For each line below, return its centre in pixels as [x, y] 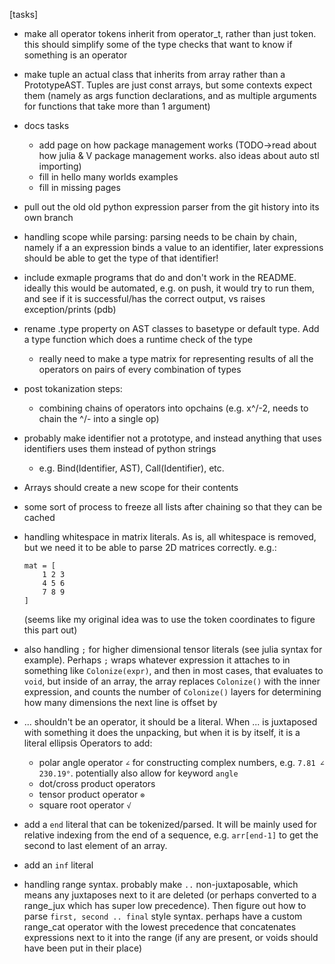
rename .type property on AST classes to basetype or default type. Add [171, 328]
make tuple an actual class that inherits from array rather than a [154, 74]
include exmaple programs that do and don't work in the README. [160, 277]
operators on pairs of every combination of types [140, 369]
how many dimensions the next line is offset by [120, 702]
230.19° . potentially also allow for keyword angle [138, 773]
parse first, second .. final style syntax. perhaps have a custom [163, 916]
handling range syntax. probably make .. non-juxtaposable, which [161, 884]
